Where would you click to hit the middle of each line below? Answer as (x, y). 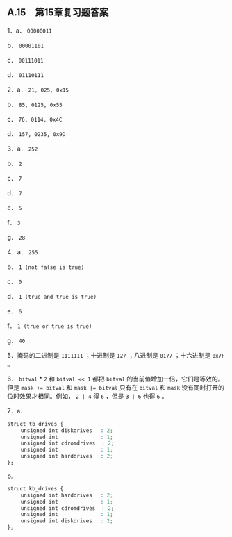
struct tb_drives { (35, 424)
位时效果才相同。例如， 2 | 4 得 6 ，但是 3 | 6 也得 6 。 (88, 396)
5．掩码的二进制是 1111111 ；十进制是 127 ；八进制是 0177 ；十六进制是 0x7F (116, 355)
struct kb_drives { (35, 488)
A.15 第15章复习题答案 (58, 13)
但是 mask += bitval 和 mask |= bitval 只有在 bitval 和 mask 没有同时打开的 (116, 387)
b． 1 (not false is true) (46, 267)
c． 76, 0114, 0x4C (35, 119)
